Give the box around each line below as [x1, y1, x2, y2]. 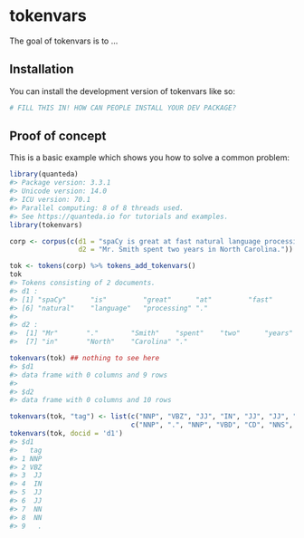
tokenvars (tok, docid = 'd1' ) [9, 429, 124, 438]
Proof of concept [9, 129, 107, 144]
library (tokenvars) [9, 220, 83, 229]
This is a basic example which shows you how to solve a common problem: [9, 152, 290, 163]
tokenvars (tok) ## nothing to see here [9, 354, 160, 363]
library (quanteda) [9, 169, 79, 179]
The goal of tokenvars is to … [9, 35, 119, 46]
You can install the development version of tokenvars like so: [9, 85, 235, 96]
